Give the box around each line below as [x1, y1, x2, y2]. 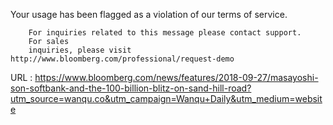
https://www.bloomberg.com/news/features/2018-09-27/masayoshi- [34, 72, 319, 83]
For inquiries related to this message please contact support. [28, 28, 302, 38]
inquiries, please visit [28, 45, 132, 55]
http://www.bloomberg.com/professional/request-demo [10, 54, 235, 64]
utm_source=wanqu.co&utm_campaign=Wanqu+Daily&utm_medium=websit [10, 93, 323, 104]
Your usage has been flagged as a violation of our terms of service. [10, 9, 288, 20]
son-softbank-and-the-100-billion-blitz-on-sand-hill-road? [10, 82, 252, 94]
